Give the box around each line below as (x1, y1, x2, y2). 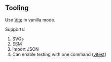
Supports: (5, 26, 26, 32)
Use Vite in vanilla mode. (5, 17, 56, 22)
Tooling (5, 4, 29, 12)
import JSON (12, 46, 39, 52)
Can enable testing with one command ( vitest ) (12, 51, 107, 57)
